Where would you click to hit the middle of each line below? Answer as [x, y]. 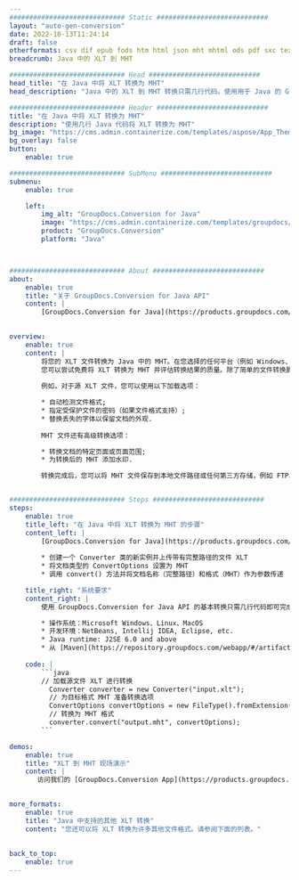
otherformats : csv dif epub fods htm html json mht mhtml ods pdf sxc [143, 51]
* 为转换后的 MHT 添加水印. [87, 460]
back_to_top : [33, 854]
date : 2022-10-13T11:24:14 [59, 34]
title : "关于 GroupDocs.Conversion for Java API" [118, 296]
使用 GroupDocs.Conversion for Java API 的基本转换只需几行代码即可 [161, 607]
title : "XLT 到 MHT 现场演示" [78, 763]
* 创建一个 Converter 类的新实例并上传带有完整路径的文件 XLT [145, 558]
